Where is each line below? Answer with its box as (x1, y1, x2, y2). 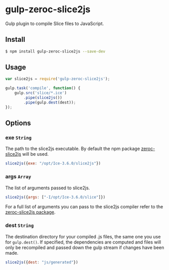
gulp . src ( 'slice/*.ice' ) (14, 90, 67, 95)
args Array (5, 173, 31, 180)
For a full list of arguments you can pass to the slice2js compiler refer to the (5, 204, 163, 210)
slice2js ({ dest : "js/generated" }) (5, 259, 79, 265)
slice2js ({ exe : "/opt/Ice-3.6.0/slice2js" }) (5, 161, 101, 166)
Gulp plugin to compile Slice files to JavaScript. (5, 20, 104, 27)
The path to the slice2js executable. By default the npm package (5, 145, 141, 152)
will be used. (22, 151, 49, 157)
